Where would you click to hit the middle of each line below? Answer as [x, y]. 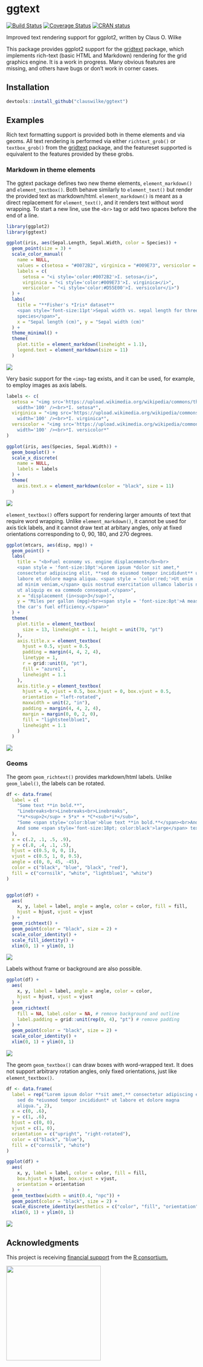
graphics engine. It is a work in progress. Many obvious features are [91, 62]
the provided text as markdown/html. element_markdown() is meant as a [94, 196]
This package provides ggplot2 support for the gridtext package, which [95, 49]
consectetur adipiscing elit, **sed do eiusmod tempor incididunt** [105, 573]
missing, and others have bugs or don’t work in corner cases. [82, 68]
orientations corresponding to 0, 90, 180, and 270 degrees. [79, 534]
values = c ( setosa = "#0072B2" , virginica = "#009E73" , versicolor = [107, 266]
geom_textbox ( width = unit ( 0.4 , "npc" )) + [66, 1195]
